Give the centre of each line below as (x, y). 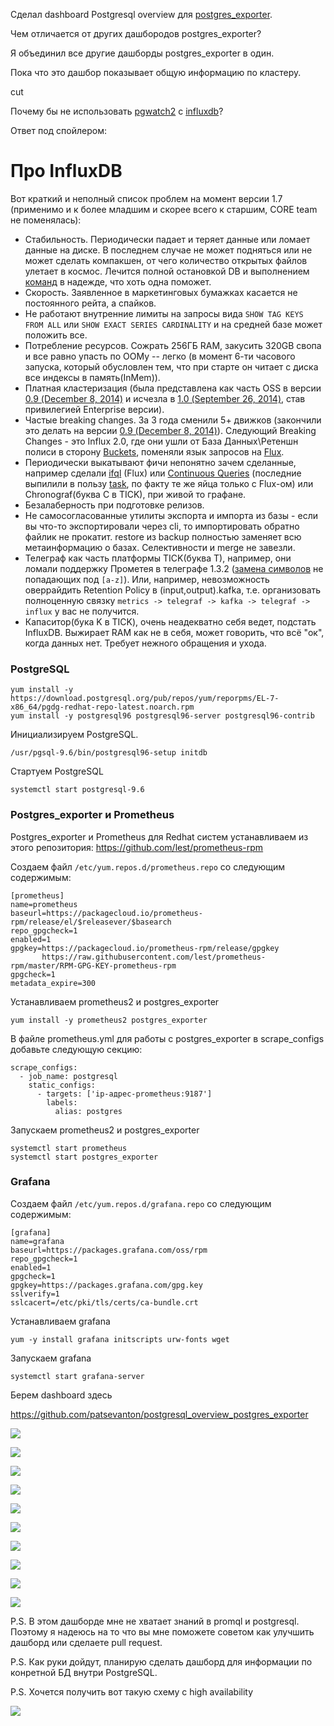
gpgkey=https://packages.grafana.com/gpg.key (106, 1285)
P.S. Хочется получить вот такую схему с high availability (132, 1691)
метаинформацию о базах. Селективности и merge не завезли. (160, 547)
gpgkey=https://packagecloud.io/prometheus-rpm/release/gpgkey (145, 948)
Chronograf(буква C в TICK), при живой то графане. (135, 494)
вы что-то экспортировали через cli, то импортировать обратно (162, 526)
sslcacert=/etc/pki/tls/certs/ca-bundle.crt (104, 1302)
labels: (62, 1102)
